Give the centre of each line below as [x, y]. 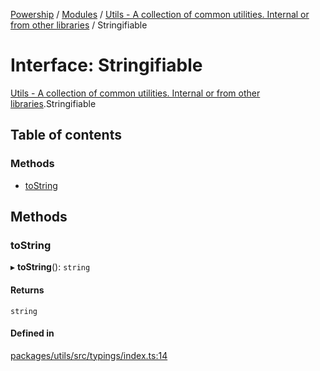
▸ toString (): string [50, 267]
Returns [27, 290]
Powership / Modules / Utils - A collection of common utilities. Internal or [160, 14]
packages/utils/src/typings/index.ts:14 [89, 355]
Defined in [32, 333]
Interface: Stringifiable [106, 65]
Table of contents [66, 135]
